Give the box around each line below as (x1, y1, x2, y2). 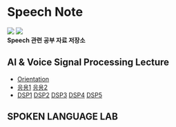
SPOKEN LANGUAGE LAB (7, 111, 119, 123)
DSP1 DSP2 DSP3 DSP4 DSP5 (17, 90, 102, 99)
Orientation (17, 75, 50, 83)
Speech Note (7, 4, 84, 20)
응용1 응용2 (17, 83, 48, 91)
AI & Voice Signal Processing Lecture (7, 57, 170, 68)
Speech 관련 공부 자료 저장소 (7, 36, 86, 44)
